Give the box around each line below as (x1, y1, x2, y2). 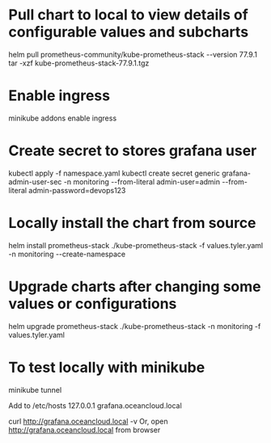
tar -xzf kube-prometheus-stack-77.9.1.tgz (8, 58, 150, 68)
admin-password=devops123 (28, 185, 126, 195)
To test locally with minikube (8, 358, 205, 377)
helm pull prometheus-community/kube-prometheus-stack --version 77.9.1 (8, 49, 257, 59)
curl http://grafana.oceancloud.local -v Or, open (8, 416, 168, 426)
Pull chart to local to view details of (8, 6, 248, 24)
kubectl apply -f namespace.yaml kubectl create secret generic (8, 168, 220, 178)
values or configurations (8, 294, 177, 313)
